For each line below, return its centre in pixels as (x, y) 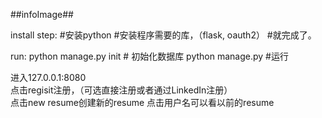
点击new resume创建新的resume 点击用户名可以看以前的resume (142, 102)
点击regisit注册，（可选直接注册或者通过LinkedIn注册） (121, 90)
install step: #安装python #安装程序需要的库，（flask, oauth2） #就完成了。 (163, 35)
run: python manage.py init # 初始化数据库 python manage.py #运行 (149, 56)
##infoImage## (42, 14)
